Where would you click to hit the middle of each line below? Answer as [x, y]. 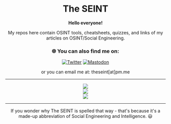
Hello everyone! [85, 23]
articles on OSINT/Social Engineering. [85, 38]
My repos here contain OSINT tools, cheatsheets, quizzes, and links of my [85, 32]
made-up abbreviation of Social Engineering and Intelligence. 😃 [85, 116]
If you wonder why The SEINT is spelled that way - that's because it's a [85, 111]
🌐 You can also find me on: [85, 51]
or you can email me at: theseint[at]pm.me [85, 72]
